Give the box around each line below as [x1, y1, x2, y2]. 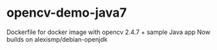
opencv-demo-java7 [6, 5, 127, 21]
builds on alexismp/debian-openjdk [6, 35, 108, 43]
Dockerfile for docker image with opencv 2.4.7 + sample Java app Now [6, 28, 211, 36]
